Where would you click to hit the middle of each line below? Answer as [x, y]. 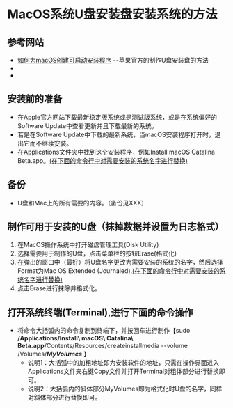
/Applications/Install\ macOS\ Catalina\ [75, 338]
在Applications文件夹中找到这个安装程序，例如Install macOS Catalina [116, 152]
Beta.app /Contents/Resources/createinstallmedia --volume [102, 346]
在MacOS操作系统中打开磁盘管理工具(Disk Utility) [88, 245]
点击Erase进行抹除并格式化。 [59, 288]
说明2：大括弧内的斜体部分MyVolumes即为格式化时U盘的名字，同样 [125, 389]
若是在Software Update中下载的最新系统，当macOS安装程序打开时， [116, 134]
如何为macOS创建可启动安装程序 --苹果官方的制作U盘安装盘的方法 [113, 60]
